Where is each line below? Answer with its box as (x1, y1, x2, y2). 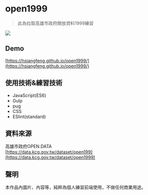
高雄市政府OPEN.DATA (5, 143, 52, 149)
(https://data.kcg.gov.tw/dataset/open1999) (5, 154, 95, 160)
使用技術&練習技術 (5, 78, 63, 87)
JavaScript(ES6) (12, 92, 47, 98)
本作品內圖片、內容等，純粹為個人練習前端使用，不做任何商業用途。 (5, 184, 146, 190)
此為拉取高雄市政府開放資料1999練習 (17, 20, 94, 26)
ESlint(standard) (12, 113, 46, 119)
